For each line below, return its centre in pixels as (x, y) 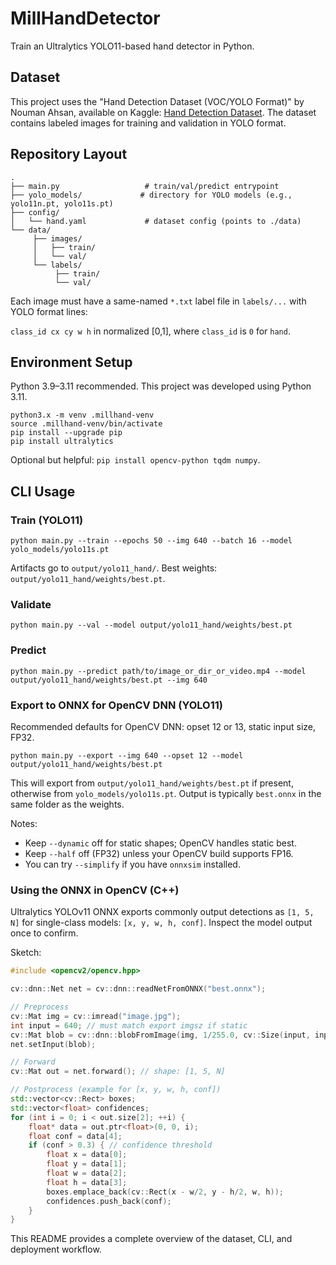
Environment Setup (71, 362)
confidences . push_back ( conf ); (109, 1201)
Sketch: (26, 953)
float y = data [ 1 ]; (87, 1164)
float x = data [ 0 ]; (87, 1155)
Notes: (24, 823)
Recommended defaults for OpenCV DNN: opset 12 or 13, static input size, (163, 726)
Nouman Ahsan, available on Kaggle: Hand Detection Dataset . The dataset (163, 112)
